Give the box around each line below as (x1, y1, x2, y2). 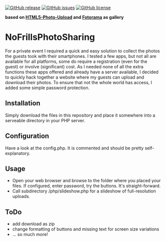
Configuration (5, 132, 49, 141)
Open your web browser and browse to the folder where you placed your (12, 178, 161, 184)
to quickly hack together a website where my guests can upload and (5, 74, 144, 80)
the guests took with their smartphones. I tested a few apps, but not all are (5, 53, 157, 59)
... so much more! (12, 232, 48, 238)
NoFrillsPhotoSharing (5, 32, 95, 43)
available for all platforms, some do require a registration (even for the (5, 58, 147, 64)
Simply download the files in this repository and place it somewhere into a (5, 112, 156, 118)
